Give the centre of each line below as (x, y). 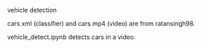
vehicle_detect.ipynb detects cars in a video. (72, 37)
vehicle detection (32, 10)
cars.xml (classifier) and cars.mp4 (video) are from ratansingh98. (101, 23)
